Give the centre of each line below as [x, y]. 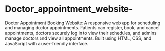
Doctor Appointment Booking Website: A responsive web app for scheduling [83, 23]
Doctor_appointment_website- [69, 9]
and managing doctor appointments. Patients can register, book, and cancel [82, 27]
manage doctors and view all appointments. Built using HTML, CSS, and [78, 38]
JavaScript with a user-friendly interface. [47, 43]
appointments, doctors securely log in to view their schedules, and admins [81, 33]
